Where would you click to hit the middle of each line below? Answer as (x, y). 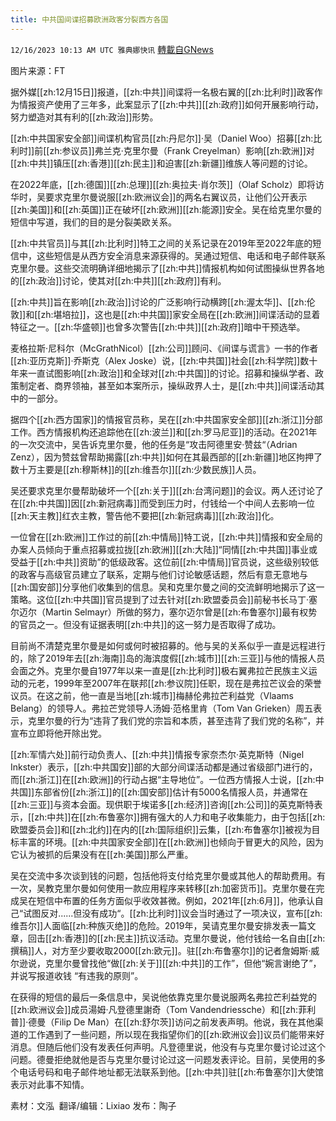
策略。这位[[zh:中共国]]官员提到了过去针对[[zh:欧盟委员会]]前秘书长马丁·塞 (164, 599)
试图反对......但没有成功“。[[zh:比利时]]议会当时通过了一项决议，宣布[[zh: (173, 913)
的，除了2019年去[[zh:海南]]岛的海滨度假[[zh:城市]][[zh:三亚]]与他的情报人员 (168, 658)
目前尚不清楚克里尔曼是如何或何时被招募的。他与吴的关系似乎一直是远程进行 (168, 645)
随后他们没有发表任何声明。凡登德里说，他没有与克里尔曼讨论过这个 (185, 1047)
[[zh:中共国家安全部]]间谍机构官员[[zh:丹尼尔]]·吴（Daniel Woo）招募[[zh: (162, 138)
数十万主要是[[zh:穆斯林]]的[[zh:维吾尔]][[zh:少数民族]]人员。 (136, 469)
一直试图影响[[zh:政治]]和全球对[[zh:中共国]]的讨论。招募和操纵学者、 (171, 373)
